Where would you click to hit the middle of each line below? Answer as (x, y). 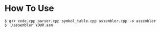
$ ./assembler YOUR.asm (29, 25)
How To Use (29, 8)
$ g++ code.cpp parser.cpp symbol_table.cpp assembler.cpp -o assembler (80, 21)
